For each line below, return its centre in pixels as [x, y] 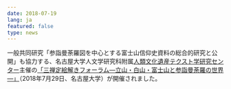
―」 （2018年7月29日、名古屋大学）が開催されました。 [84, 79]
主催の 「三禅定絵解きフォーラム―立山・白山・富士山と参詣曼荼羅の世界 [122, 70]
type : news [23, 33]
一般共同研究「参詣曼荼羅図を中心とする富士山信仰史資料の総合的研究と [109, 53]
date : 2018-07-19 [32, 13]
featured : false [30, 26]
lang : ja [20, 20]
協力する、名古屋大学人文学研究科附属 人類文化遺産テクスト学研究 [118, 62]
